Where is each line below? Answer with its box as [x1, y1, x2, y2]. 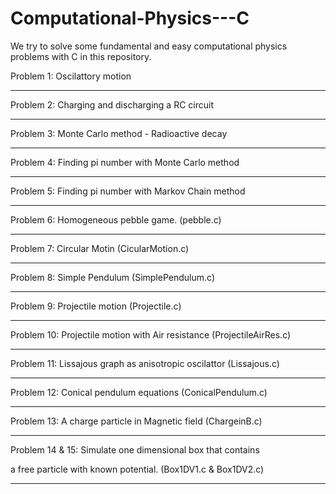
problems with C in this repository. [10, 50, 152, 62]
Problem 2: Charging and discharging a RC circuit [10, 98, 214, 111]
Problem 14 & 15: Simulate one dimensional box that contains [10, 443, 260, 456]
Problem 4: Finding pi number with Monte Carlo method [10, 156, 240, 168]
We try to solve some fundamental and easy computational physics [10, 40, 288, 52]
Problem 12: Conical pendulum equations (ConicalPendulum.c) [10, 386, 268, 398]
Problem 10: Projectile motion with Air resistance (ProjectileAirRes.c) [10, 328, 292, 341]
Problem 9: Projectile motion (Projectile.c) [10, 300, 182, 312]
